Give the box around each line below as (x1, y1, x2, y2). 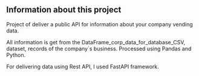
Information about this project (6, 5, 122, 15)
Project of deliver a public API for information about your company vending (6, 20, 194, 28)
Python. (6, 51, 26, 59)
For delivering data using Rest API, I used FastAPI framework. (6, 63, 159, 70)
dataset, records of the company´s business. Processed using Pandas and (6, 45, 192, 52)
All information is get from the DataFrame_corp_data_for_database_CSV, (6, 38, 186, 45)
